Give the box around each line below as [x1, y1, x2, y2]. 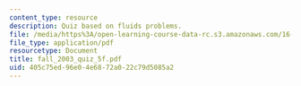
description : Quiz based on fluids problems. [9, 21, 182, 30]
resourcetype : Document [9, 47, 99, 56]
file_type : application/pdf [9, 38, 115, 47]
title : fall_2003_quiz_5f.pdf [9, 55, 123, 64]
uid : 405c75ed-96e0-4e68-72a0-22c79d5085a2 [9, 64, 175, 73]
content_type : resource [9, 13, 99, 22]
